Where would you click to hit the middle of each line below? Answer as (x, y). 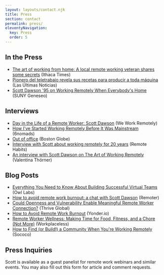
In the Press (24, 57)
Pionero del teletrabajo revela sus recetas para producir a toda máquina (85, 80)
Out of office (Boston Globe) (41, 138)
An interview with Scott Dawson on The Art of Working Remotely (78, 154)
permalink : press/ (24, 23)
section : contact (23, 19)
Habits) (20, 149)
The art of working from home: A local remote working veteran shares (83, 69)
